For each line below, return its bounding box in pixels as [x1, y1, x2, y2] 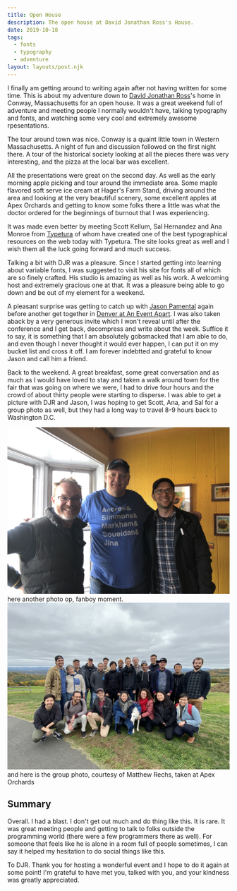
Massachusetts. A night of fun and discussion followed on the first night [7, 142, 217, 151]
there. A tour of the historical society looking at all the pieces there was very [7, 150, 229, 158]
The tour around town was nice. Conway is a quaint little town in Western [7, 135, 220, 143]
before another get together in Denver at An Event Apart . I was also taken [7, 309, 221, 317]
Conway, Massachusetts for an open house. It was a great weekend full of [7, 99, 223, 107]
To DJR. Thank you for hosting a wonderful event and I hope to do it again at [7, 861, 229, 869]
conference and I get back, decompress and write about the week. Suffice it [7, 325, 229, 333]
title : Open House [7, 11, 61, 18]
